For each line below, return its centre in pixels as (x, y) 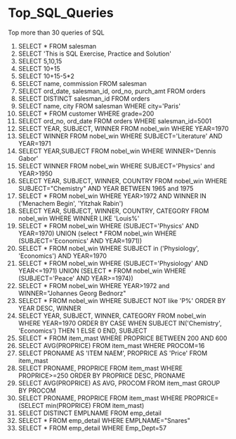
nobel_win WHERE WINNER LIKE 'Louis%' (79, 218)
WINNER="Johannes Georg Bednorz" (72, 293)
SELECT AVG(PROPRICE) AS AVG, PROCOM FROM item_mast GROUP (119, 383)
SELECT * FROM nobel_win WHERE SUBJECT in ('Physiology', (109, 248)
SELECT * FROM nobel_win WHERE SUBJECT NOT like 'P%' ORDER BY (122, 300)
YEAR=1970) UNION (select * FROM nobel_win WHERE (97, 233)
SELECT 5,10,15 (40, 61)
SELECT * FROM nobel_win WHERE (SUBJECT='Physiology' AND (113, 263)
